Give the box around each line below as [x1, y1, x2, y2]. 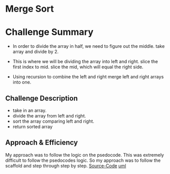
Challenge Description [5, 94, 78, 102]
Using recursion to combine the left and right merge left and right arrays [12, 74, 164, 80]
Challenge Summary [5, 26, 94, 38]
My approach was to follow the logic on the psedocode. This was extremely [5, 152, 164, 158]
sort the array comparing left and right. [12, 118, 95, 124]
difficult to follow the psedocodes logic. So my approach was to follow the [5, 157, 161, 163]
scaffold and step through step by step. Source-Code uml [5, 162, 126, 168]
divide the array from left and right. [12, 112, 87, 119]
